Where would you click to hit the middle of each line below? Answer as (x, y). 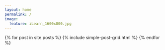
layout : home (18, 10)
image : (11, 19)
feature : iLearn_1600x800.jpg (40, 24)
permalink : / (18, 14)
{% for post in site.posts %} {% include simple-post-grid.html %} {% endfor (82, 38)
